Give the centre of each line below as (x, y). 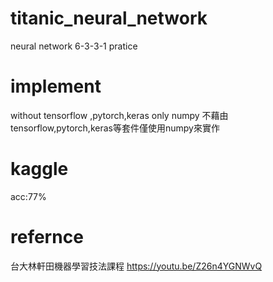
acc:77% (28, 196)
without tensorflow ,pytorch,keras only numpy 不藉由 (119, 115)
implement (56, 86)
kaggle (39, 169)
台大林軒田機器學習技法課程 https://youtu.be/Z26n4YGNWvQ (136, 266)
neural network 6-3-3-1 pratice (74, 46)
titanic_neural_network (109, 18)
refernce (47, 237)
